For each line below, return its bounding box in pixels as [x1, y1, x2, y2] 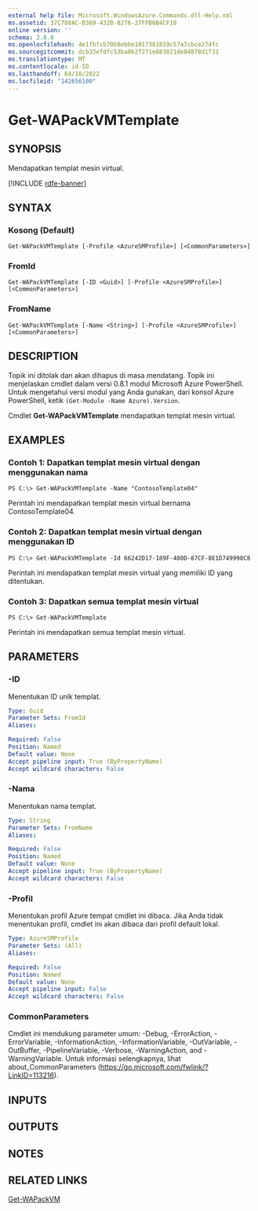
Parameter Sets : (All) [8, 942, 82, 950]
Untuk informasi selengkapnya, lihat [65, 1054, 182, 1063]
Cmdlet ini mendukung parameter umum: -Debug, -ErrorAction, [8, 1029, 213, 1038]
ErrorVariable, [8, 1037, 53, 1047]
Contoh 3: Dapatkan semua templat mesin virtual [8, 596, 199, 607]
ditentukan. [8, 576, 45, 585]
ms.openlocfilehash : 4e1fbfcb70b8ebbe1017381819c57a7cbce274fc [8, 41, 220, 49]
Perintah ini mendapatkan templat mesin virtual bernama [8, 498, 191, 508]
